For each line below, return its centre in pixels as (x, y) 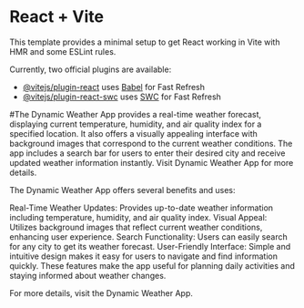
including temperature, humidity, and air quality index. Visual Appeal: (138, 217)
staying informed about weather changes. (88, 275)
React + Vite (57, 17)
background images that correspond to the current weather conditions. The (151, 143)
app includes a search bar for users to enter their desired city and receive (147, 153)
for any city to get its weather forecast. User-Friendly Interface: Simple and (150, 246)
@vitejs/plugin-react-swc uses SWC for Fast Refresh (122, 97)
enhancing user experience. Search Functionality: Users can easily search (149, 236)
